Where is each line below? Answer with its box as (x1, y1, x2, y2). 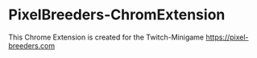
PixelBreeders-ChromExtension (8, 6, 226, 24)
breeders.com (8, 40, 56, 50)
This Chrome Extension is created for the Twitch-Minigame (8, 32, 205, 42)
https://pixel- (205, 32, 249, 42)
